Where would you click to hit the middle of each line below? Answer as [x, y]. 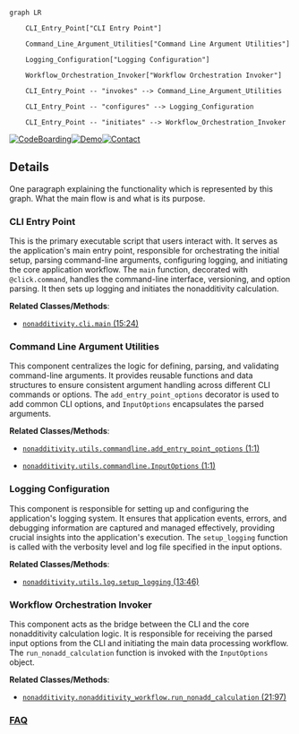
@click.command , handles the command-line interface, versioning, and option [150, 280]
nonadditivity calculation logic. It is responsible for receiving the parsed [141, 634]
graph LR [26, 13]
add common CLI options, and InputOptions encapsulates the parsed [137, 404]
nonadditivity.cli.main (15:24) [80, 324]
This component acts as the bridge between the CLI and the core [129, 624]
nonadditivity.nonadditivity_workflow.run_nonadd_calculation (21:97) [154, 697]
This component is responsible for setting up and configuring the [129, 508]
